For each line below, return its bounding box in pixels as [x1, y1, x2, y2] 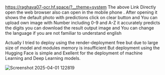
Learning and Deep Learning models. [5, 55, 81, 61]
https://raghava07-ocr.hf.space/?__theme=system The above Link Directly [5, 4, 157, 10]
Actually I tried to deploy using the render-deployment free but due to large [5, 40, 158, 46]
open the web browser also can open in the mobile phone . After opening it [5, 9, 158, 15]
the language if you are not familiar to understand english [5, 30, 122, 36]
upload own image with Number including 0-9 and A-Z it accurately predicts [5, 20, 161, 25]
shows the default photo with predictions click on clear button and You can [5, 15, 158, 20]
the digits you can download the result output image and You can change [5, 25, 154, 31]
